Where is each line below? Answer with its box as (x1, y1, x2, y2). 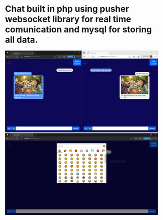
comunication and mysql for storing (5, 24, 152, 35)
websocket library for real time (5, 14, 131, 25)
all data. (5, 34, 38, 46)
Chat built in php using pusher (5, 3, 130, 15)
